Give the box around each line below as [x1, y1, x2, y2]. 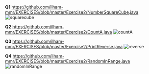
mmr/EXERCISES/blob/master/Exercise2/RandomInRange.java [5, 58, 130, 64]
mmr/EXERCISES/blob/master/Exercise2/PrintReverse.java [5, 44, 123, 49]
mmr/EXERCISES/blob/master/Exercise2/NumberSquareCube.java [5, 9, 139, 15]
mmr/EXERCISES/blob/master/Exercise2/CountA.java [5, 29, 112, 35]
